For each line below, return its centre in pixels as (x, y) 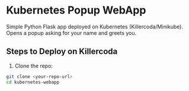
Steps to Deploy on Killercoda (62, 52)
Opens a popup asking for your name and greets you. (71, 32)
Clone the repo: (34, 66)
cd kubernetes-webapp (33, 82)
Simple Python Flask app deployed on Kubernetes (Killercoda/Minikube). (95, 27)
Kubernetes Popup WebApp (76, 10)
